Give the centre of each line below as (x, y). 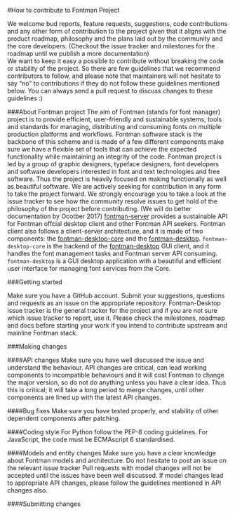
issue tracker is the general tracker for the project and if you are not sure (112, 310)
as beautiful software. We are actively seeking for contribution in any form (114, 186)
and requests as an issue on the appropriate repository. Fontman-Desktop (114, 303)
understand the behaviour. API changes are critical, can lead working (107, 367)
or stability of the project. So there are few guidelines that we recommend (114, 68)
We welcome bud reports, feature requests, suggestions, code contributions (117, 24)
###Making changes (37, 346)
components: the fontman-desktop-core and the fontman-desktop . (104, 239)
